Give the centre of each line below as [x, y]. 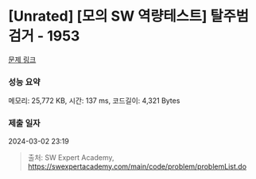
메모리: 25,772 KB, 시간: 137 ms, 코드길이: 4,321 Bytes [94, 101]
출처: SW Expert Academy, [71, 157]
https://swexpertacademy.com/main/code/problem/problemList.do [137, 166]
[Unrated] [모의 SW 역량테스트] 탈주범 [128, 16]
